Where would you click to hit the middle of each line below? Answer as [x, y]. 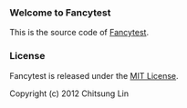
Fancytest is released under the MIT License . [94, 75]
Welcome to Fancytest [60, 13]
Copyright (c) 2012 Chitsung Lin [69, 93]
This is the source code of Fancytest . [79, 33]
